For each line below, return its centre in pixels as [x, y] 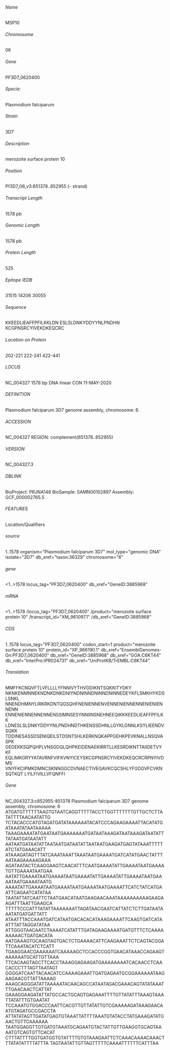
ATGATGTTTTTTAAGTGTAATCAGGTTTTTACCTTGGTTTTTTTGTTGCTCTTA [84, 812]
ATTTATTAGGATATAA [28, 925]
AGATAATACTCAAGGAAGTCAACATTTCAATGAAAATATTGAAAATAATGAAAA [85, 866]
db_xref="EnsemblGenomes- [131, 650]
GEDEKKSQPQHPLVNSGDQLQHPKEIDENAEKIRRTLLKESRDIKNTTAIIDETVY [83, 747]
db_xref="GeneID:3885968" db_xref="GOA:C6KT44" [105, 655]
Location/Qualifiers [25, 524]
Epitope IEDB [19, 280]
